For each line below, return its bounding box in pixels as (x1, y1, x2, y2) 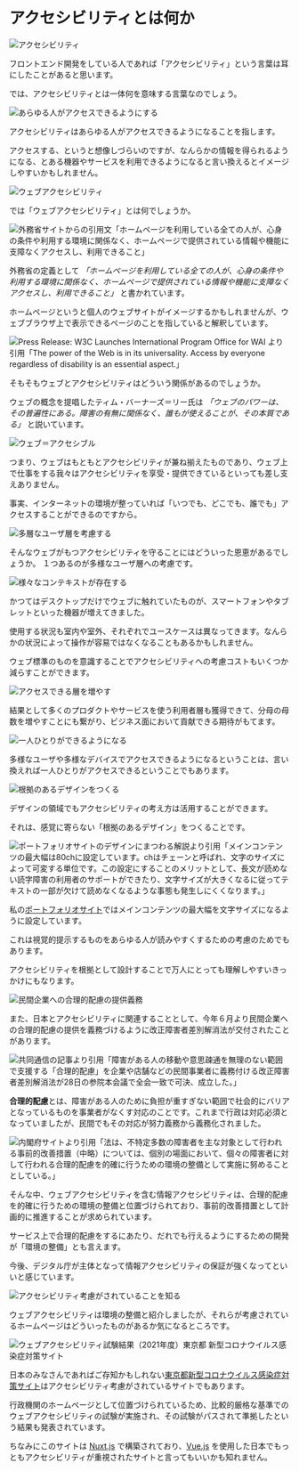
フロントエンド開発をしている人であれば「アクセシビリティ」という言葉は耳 (9, 58, 289, 69)
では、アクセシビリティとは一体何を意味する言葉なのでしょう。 (9, 88, 242, 99)
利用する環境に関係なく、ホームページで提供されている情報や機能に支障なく (9, 276, 289, 287)
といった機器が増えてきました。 (32, 606, 149, 617)
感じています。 (24, 1271, 79, 1282)
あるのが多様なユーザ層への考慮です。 (57, 557, 198, 568)
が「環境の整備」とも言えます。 (9, 1241, 126, 1252)
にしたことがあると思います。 (9, 69, 118, 80)
